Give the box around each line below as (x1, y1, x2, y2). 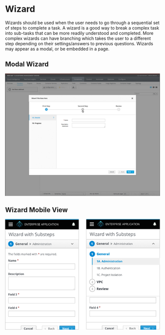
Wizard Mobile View (5, 206, 68, 214)
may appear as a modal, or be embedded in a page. (5, 46, 110, 52)
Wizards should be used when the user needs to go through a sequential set (5, 20, 160, 26)
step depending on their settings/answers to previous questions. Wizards (5, 40, 153, 46)
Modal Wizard (5, 60, 49, 68)
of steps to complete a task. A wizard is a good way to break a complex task (5, 25, 160, 30)
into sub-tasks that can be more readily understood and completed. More (5, 30, 154, 36)
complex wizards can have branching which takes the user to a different (5, 35, 151, 41)
